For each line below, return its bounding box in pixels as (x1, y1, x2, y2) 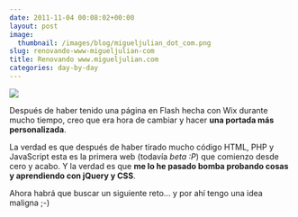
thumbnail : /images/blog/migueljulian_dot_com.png (17, 38, 212, 48)
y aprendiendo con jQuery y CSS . (9, 170, 137, 181)
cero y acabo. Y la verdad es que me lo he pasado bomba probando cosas (9, 160, 289, 171)
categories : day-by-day (9, 64, 99, 73)
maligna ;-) (9, 197, 50, 208)
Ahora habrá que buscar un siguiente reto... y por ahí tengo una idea (9, 187, 263, 198)
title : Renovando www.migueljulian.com (9, 55, 159, 64)
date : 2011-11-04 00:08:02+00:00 (9, 13, 135, 23)
